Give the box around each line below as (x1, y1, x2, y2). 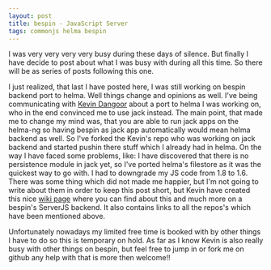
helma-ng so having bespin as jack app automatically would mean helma (8, 125, 251, 135)
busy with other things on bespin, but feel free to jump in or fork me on (8, 244, 244, 254)
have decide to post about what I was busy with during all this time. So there (8, 58, 263, 67)
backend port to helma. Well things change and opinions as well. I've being (8, 91, 258, 101)
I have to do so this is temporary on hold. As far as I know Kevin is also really (8, 236, 264, 246)
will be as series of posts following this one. (8, 66, 155, 76)
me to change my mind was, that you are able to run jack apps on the (8, 117, 239, 126)
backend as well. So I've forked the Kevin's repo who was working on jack (8, 134, 256, 144)
